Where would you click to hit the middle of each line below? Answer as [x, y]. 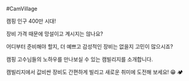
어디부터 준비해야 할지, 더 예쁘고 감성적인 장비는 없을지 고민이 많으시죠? [90, 46]
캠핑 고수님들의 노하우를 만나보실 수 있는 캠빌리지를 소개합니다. [80, 59]
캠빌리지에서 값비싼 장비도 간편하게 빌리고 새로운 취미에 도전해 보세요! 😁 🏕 [95, 72]
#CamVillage [22, 9]
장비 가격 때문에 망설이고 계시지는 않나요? [55, 34]
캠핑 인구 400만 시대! [31, 21]
